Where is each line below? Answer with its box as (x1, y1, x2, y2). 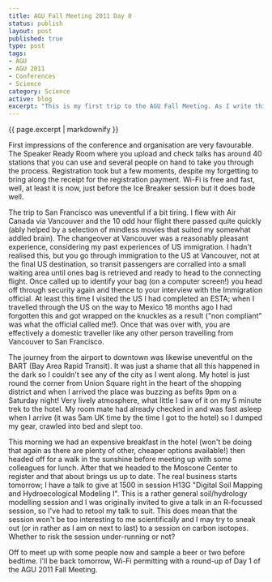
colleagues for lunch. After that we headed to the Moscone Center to (8, 463, 238, 473)
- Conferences (8, 72, 57, 80)
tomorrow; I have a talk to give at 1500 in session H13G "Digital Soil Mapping (8, 480, 263, 490)
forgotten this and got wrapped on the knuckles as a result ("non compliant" (8, 311, 262, 321)
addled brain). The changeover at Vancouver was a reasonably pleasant (8, 233, 249, 243)
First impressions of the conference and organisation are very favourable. (8, 140, 254, 150)
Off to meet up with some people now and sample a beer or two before (8, 548, 245, 558)
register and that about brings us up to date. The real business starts (8, 472, 237, 481)
